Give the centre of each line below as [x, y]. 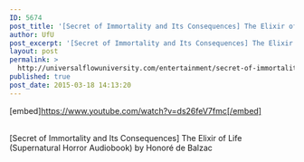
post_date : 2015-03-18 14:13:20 [70, 85]
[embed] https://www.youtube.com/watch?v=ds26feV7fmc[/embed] [136, 110]
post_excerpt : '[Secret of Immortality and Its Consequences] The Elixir [152, 43]
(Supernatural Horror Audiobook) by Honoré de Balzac [111, 148]
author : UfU [32, 34]
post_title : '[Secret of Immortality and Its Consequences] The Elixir [147, 26]
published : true [40, 77]
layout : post [34, 52]
